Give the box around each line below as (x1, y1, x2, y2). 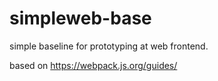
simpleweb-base (9, 7, 152, 30)
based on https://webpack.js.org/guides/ (9, 59, 178, 71)
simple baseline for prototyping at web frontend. (9, 40, 209, 52)
